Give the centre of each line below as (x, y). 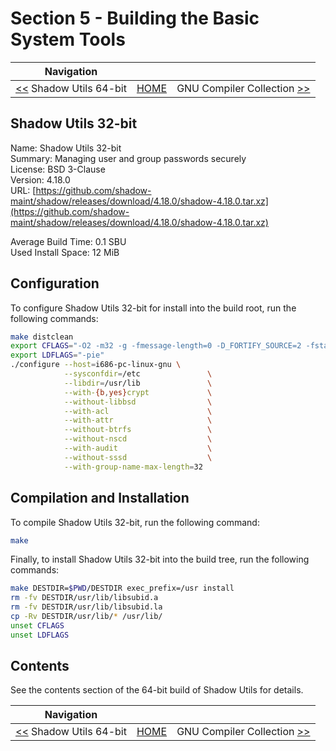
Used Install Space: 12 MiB (65, 252)
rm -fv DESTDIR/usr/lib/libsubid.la (86, 607)
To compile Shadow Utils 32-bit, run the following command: (135, 522)
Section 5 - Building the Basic (135, 18)
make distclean (42, 337)
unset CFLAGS (37, 625)
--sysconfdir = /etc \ (138, 374)
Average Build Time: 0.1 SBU (68, 241)
